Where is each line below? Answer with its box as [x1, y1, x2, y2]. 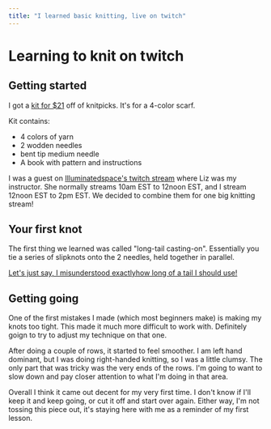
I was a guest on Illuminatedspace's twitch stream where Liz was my [8, 173, 237, 183]
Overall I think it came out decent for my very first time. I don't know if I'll [8, 388, 252, 397]
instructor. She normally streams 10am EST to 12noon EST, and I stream [8, 181, 247, 191]
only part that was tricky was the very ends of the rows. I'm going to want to [8, 363, 263, 373]
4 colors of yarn [19, 131, 74, 142]
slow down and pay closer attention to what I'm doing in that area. [8, 372, 229, 381]
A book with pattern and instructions [19, 157, 142, 167]
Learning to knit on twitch [8, 46, 184, 65]
